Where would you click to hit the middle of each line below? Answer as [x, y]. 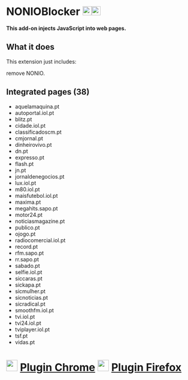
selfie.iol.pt [28, 272]
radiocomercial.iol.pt [40, 240]
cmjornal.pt [29, 138]
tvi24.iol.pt [28, 323]
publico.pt [27, 227]
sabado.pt [27, 266]
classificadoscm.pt [38, 132]
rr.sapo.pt [27, 259]
